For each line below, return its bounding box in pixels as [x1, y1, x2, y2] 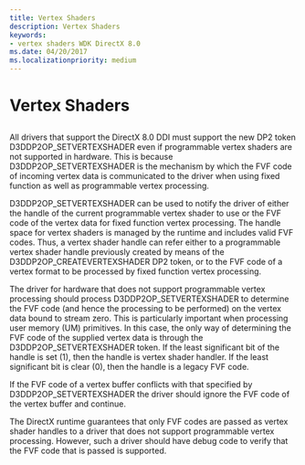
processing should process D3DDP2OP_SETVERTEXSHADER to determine [9, 293, 289, 304]
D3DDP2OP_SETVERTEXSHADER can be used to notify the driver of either [9, 197, 289, 208]
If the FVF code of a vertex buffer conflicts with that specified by [9, 378, 253, 389]
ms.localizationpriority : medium [9, 56, 137, 65]
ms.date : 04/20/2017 [9, 48, 89, 57]
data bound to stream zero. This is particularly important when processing [9, 312, 289, 323]
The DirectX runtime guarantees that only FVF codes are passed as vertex [9, 416, 289, 427]
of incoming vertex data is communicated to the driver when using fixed [9, 170, 280, 181]
